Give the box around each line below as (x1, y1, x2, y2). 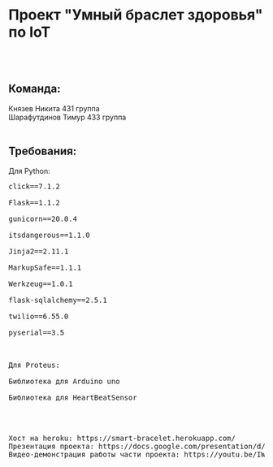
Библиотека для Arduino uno (8, 376, 120, 386)
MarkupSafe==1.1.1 (8, 262, 82, 272)
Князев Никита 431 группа (8, 103, 100, 113)
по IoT (8, 23, 51, 41)
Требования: (8, 145, 77, 158)
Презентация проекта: (8, 441, 95, 451)
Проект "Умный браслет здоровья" (8, 6, 263, 24)
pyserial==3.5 (8, 327, 65, 337)
